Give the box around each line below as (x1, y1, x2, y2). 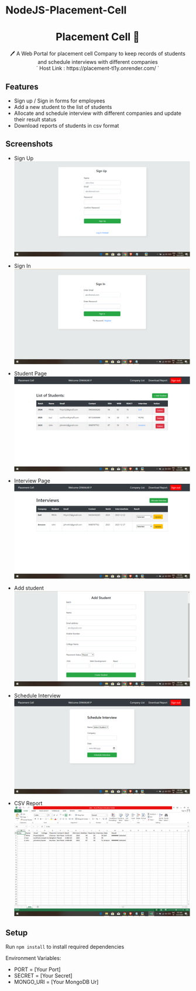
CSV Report (13, 800, 43, 807)
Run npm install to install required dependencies (5, 944, 125, 950)
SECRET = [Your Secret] (13, 972, 73, 979)
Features (5, 81, 39, 91)
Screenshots (5, 139, 53, 149)
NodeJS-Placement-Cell (5, 4, 127, 17)
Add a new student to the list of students (13, 103, 112, 110)
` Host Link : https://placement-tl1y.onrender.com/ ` (36, 65, 159, 72)
